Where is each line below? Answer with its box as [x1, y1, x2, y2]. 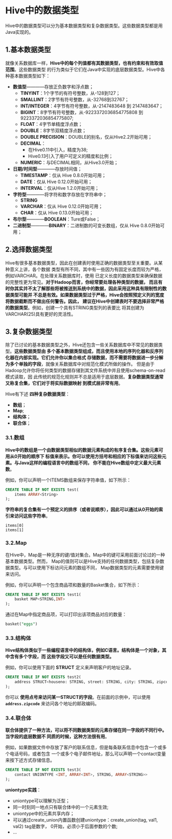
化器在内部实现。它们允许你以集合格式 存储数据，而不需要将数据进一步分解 [5, 355, 164, 361]
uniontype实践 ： [5, 786, 41, 793]
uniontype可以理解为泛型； [12, 798, 70, 804]
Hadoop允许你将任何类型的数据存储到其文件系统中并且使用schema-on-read [5, 367, 165, 373]
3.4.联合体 [5, 714, 32, 721]
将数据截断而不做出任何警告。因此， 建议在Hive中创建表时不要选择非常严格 [5, 298, 165, 304]
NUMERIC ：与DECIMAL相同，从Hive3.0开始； [20, 159, 119, 165]
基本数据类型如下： [9, 73, 50, 79]
